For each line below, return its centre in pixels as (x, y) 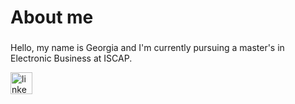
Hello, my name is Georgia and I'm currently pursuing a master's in (147, 48)
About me (52, 17)
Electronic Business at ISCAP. (71, 58)
